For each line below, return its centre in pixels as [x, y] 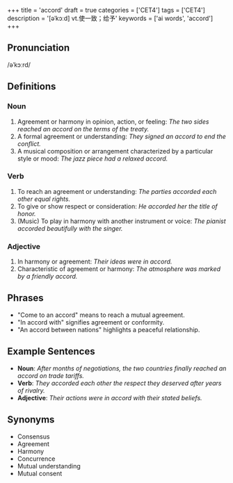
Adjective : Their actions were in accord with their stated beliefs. [110, 398]
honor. [26, 213]
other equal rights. [44, 199]
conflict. [29, 144]
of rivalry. [31, 390]
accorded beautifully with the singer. [70, 228]
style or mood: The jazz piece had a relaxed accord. [93, 158]
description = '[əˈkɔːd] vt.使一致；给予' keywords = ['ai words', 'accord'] [110, 18]
